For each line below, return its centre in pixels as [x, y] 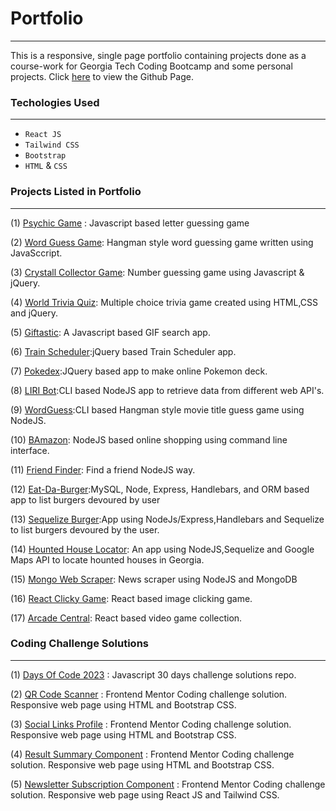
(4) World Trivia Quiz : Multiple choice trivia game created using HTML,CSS [164, 302]
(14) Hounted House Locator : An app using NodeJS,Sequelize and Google [162, 549]
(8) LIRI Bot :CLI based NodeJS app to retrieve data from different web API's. [167, 390]
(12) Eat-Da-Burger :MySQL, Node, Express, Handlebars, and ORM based [160, 489]
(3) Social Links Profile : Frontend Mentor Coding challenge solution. [151, 724]
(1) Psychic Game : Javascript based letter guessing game [130, 223]
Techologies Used [55, 102]
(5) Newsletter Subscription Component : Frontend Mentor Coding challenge [168, 784]
